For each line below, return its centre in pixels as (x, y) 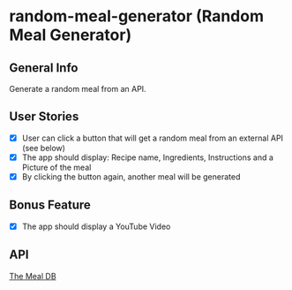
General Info (44, 68)
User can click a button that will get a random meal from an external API (153, 138)
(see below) (44, 148)
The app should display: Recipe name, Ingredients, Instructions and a (147, 157)
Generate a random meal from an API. (78, 89)
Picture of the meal (56, 167)
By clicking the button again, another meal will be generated (131, 176)
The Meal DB (33, 276)
